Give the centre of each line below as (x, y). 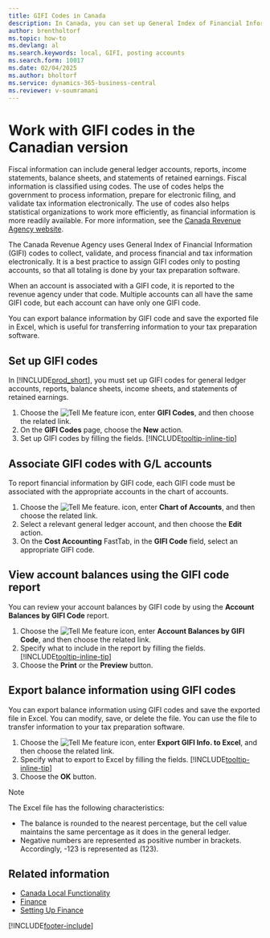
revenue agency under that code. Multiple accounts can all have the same (131, 295)
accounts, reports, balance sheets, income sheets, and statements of (123, 389)
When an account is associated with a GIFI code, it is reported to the (121, 286)
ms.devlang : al (34, 46)
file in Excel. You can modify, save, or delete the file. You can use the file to (133, 718)
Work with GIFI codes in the (102, 130)
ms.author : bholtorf (43, 75)
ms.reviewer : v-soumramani (53, 90)
